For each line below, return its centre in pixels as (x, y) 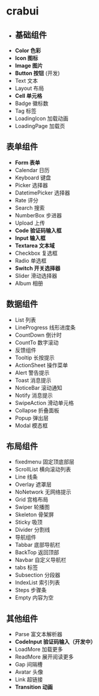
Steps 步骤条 (31, 590)
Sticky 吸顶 (29, 522)
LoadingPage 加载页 (40, 126)
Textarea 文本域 (35, 245)
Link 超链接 (29, 680)
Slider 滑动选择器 (36, 275)
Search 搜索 (30, 208)
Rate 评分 (27, 200)
